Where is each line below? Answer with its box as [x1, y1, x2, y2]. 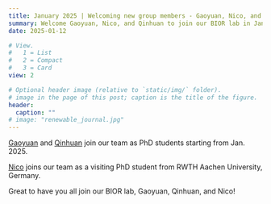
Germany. [8, 171, 41, 181]
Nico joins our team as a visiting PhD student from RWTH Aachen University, [8, 162, 263, 172]
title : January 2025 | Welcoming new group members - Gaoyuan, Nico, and [8, 11, 262, 20]
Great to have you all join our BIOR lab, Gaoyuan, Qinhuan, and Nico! [8, 186, 236, 196]
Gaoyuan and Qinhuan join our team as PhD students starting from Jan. [8, 138, 245, 148]
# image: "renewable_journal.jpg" [8, 116, 125, 124]
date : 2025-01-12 [8, 27, 67, 35]
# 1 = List [8, 49, 52, 57]
